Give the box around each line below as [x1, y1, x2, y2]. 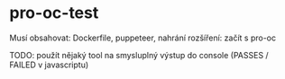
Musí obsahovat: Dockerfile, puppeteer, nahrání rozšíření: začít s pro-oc [9, 32, 277, 43]
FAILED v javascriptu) [9, 59, 89, 70]
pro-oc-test [9, 3, 99, 23]
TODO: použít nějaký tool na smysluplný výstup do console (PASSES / [9, 49, 269, 60]
